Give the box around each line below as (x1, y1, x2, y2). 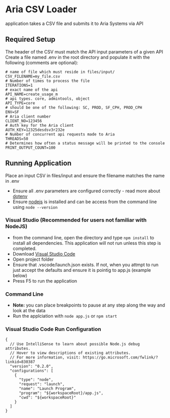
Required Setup (5, 35, 56, 44)
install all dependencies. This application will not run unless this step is (12, 240, 161, 246)
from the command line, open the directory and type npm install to (12, 234, 154, 240)
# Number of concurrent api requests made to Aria (5, 131, 115, 137)
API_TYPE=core (5, 100, 36, 105)
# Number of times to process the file (5, 78, 90, 83)
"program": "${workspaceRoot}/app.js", (18, 391, 103, 396)
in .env (5, 178, 19, 184)
